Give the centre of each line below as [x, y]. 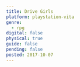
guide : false [22, 44]
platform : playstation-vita [40, 17]
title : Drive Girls [30, 11]
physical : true [25, 38]
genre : [14, 22]
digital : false [25, 33]
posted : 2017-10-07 [30, 55]
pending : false [25, 50]
